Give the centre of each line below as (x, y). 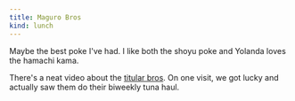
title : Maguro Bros (45, 17)
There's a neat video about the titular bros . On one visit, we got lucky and (144, 77)
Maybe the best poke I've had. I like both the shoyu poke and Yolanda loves (148, 50)
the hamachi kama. (44, 60)
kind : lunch (31, 26)
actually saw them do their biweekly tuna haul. (94, 87)
